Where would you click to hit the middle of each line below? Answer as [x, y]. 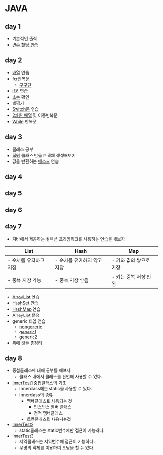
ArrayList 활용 [26, 315]
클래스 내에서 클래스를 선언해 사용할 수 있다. [61, 377]
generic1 [28, 332]
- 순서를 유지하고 [26, 260]
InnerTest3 [23, 436]
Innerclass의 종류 [36, 395]
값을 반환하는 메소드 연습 [35, 161]
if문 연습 [20, 91]
